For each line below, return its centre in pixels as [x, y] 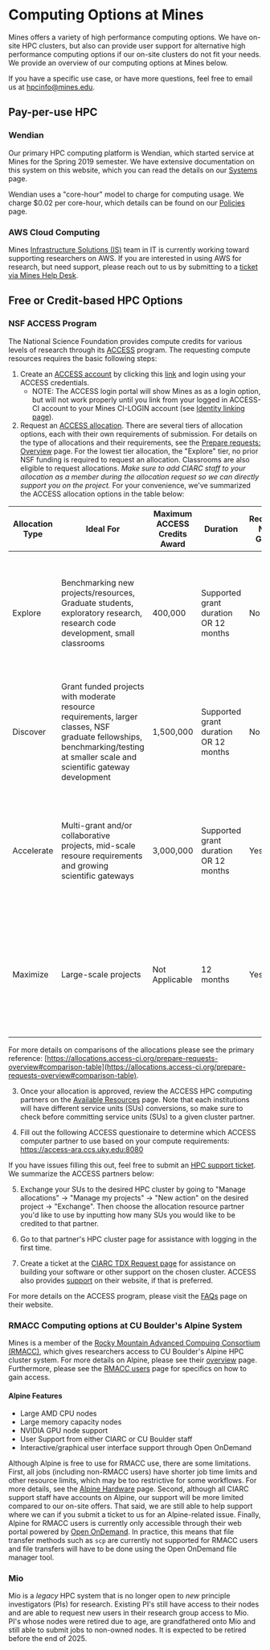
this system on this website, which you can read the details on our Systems [133, 170]
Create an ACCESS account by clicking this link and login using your [133, 374]
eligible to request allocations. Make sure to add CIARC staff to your [133, 468]
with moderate [89, 696]
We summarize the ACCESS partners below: [82, 1173]
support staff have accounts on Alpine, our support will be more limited [126, 1498]
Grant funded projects [103, 686]
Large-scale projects [101, 974]
